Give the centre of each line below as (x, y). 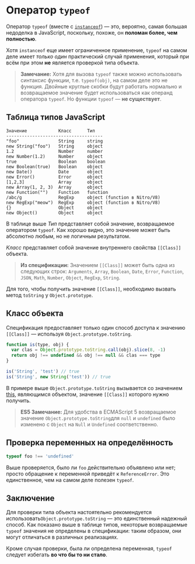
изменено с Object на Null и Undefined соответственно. (89, 424)
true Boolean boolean (56, 162)
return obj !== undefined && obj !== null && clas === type (86, 356)
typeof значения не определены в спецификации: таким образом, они (94, 531)
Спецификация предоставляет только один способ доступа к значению (96, 327)
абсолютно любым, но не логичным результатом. (68, 236)
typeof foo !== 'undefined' (40, 456)
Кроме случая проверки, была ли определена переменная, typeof (89, 549)
